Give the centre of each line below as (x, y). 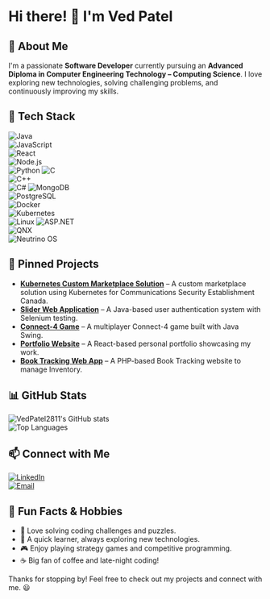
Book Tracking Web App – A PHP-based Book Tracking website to (131, 360)
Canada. (34, 301)
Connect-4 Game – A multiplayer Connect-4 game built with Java (129, 327)
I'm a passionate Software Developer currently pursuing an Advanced (126, 65)
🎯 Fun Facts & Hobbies (66, 511)
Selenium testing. (49, 318)
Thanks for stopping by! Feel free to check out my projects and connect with (135, 579)
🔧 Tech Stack (42, 116)
